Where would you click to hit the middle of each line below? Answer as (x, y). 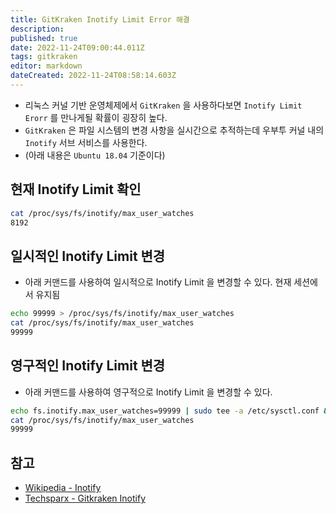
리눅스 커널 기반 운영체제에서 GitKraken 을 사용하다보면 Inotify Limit (163, 105)
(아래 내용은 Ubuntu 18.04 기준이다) (95, 155)
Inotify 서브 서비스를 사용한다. (86, 142)
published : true (44, 38)
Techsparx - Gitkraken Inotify (85, 498)
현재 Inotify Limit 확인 (76, 189)
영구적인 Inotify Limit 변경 (88, 366)
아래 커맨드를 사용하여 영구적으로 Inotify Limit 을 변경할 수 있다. (148, 392)
